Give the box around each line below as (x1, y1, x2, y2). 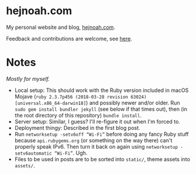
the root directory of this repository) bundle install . (14, 111, 142, 119)
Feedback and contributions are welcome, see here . (6, 35, 132, 42)
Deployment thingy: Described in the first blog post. (14, 124, 141, 131)
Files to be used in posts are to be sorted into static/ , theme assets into (14, 155, 190, 163)
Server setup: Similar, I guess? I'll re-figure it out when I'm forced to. (14, 118, 181, 125)
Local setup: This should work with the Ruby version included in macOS (14, 87, 189, 94)
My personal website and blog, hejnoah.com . (6, 24, 116, 31)
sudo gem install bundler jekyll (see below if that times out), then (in (14, 105, 187, 113)
